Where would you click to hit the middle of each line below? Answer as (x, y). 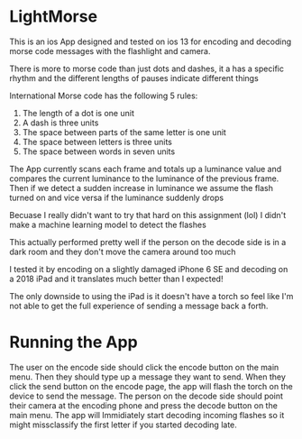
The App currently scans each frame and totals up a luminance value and (146, 169)
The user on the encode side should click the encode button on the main (144, 367)
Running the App (73, 342)
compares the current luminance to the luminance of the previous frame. (144, 178)
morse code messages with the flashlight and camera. (110, 50)
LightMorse (53, 17)
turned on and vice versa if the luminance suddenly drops (116, 197)
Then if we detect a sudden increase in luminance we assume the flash (141, 187)
